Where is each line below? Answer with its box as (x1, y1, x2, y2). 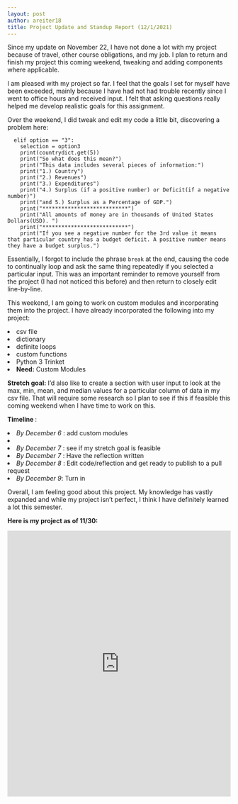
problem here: (7, 123, 49, 132)
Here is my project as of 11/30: (7, 517, 98, 525)
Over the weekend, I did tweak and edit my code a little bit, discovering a (7, 116, 220, 124)
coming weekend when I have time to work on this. (7, 401, 156, 410)
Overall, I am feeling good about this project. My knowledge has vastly (7, 488, 213, 496)
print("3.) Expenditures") (20, 180, 100, 188)
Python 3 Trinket (16, 357, 65, 366)
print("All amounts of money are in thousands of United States (20, 211, 214, 218)
